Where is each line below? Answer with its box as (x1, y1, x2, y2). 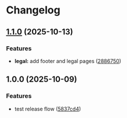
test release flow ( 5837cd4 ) (14, 105, 82, 112)
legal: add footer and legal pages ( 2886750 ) (14, 57, 121, 64)
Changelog (6, 4, 61, 17)
